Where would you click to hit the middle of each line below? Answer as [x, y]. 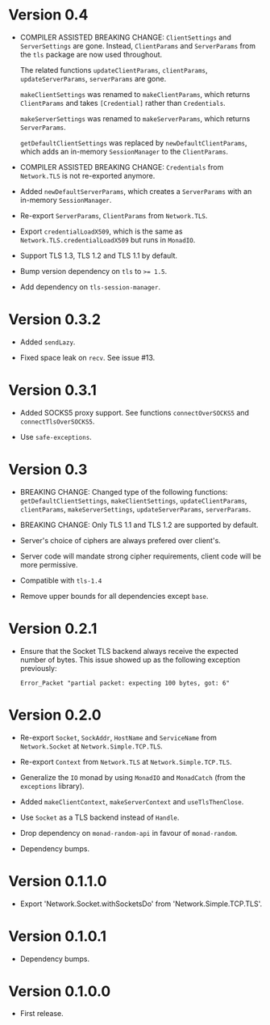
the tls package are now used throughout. [91, 54]
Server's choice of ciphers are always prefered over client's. [120, 540]
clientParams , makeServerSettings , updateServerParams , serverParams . [135, 509]
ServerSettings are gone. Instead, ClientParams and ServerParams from [138, 45]
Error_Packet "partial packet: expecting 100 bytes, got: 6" [125, 683]
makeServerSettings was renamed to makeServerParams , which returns [135, 118]
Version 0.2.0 [55, 715]
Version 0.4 [48, 15]
